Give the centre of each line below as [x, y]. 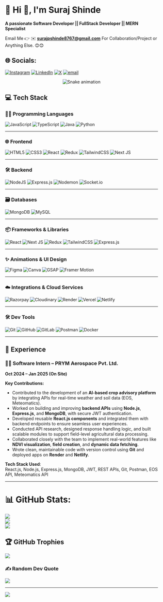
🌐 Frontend [19, 142]
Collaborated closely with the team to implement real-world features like [84, 439]
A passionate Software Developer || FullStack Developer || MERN [72, 23]
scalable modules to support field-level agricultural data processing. [80, 434]
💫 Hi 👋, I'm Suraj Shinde [53, 10]
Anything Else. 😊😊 [24, 45]
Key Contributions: [24, 383]
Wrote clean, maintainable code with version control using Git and [78, 450]
